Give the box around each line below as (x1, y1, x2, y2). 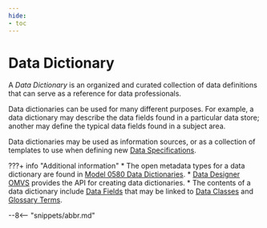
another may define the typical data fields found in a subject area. (8, 121, 226, 131)
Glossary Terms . (8, 195, 63, 205)
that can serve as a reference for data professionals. (8, 89, 182, 99)
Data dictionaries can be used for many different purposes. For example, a (8, 104, 254, 114)
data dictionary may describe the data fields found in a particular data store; (8, 113, 260, 123)
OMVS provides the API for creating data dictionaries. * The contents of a (8, 178, 251, 188)
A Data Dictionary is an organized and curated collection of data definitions (8, 80, 258, 90)
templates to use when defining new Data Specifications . (8, 145, 196, 155)
